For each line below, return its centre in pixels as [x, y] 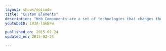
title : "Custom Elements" [32, 14]
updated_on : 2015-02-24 [30, 37]
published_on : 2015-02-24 [32, 32]
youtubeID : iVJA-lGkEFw [30, 23]
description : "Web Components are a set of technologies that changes [79, 19]
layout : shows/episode [28, 10]
